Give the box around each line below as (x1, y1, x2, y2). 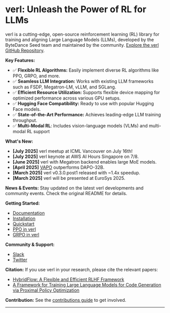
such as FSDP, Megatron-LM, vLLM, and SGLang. (12, 84, 116, 90)
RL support (27, 128, 50, 134)
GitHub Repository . (5, 47, 45, 53)
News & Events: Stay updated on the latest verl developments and (5, 184, 144, 191)
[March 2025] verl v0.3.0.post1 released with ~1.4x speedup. (12, 169, 141, 176)
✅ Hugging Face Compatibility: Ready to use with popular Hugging (12, 100, 154, 106)
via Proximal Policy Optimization (12, 287, 80, 293)
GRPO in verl (12, 231, 39, 237)
